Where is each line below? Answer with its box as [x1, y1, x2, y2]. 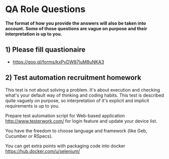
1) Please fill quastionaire [5, 45, 86, 54]
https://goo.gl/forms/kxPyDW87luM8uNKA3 [12, 59, 104, 65]
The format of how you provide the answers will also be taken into [5, 20, 146, 26]
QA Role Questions [5, 4, 86, 15]
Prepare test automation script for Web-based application [5, 112, 125, 119]
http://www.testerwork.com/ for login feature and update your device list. [5, 118, 157, 124]
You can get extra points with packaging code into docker [5, 142, 126, 149]
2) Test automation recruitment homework [5, 73, 141, 82]
